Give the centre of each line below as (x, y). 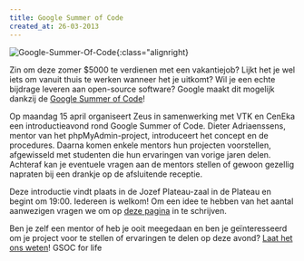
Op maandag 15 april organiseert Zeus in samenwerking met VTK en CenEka (152, 116)
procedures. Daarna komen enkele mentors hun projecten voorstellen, (140, 145)
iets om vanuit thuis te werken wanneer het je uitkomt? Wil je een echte (142, 79)
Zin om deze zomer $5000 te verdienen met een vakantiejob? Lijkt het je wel (152, 70)
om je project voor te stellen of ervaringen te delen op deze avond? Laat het (151, 237)
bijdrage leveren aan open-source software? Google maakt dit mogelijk (142, 89)
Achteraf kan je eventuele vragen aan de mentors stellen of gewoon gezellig (152, 164)
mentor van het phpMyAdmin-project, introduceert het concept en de (139, 135)
